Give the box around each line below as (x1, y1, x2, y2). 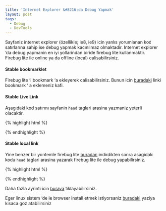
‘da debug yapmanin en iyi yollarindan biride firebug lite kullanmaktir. (5, 50, 146, 56)
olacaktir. (5, 110, 24, 116)
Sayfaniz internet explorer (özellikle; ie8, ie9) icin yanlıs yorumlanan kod (5, 39, 152, 45)
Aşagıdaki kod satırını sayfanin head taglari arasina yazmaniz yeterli (5, 105, 142, 111)
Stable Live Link (5, 93, 39, 99)
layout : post (5, 12, 32, 17)
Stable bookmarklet (5, 66, 47, 72)
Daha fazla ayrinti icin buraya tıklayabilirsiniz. (5, 185, 97, 191)
